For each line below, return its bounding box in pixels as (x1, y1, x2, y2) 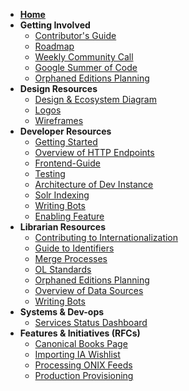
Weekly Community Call (34, 51, 134, 63)
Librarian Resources (19, 221, 106, 233)
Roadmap (34, 40, 75, 52)
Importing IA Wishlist (34, 349, 121, 360)
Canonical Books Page (34, 338, 128, 349)
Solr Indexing (34, 189, 90, 201)
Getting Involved (19, 19, 91, 31)
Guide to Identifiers (34, 242, 115, 254)
